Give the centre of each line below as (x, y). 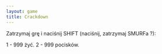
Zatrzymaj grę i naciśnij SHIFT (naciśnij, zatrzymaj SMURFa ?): (81, 33)
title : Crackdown (27, 17)
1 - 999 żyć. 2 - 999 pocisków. (43, 45)
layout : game (22, 11)
